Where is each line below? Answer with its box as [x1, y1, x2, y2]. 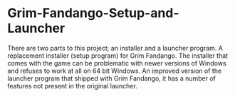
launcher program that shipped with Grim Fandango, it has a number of [7, 73, 216, 83]
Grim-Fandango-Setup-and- [7, 5, 179, 21]
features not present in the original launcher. [7, 81, 137, 90]
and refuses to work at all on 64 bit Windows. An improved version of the [7, 66, 222, 75]
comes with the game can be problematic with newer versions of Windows [7, 58, 226, 67]
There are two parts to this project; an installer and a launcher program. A [7, 44, 223, 52]
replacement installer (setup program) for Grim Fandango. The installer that [7, 51, 229, 60]
